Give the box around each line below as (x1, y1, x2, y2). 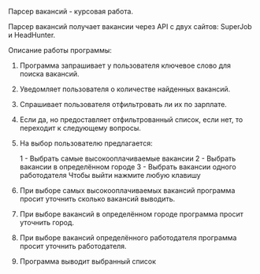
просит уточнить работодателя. (19, 242, 128, 250)
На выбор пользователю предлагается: (19, 139, 153, 148)
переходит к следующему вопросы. (19, 124, 142, 132)
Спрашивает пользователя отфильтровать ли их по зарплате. (19, 100, 227, 109)
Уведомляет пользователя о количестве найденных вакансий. (19, 84, 231, 94)
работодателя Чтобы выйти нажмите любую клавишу (19, 171, 201, 180)
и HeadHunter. (8, 31, 56, 39)
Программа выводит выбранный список (19, 257, 156, 266)
